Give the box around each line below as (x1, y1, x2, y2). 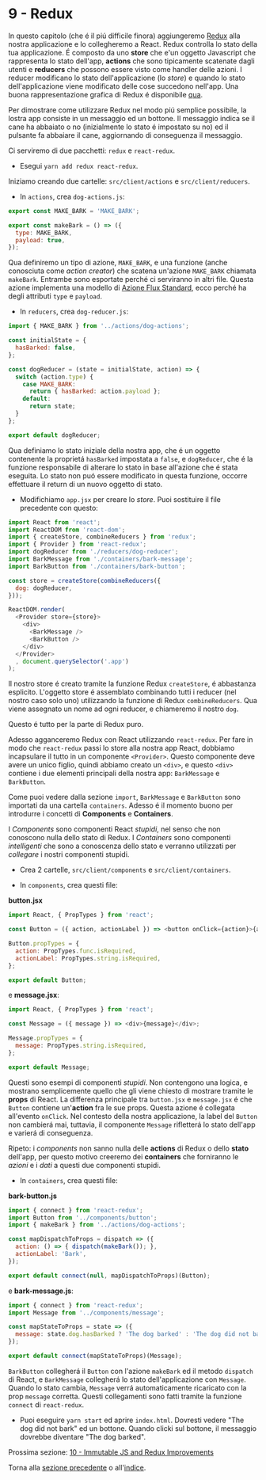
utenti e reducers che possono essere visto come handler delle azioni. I (8, 64, 243, 74)
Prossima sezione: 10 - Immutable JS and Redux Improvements (8, 1447, 214, 1457)
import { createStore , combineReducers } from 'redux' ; (8, 533, 196, 541)
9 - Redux (8, 5, 74, 23)
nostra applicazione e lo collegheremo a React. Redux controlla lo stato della (8, 39, 258, 48)
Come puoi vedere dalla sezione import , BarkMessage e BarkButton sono (8, 793, 241, 802)
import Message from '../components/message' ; (8, 1308, 165, 1317)
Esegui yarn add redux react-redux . (19, 161, 139, 170)
